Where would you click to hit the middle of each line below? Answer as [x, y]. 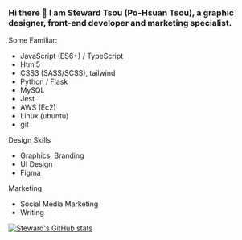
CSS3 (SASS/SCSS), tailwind [68, 73]
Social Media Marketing [59, 204]
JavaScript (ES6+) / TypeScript [72, 56]
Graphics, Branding [52, 155]
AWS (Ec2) [38, 107]
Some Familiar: [33, 40]
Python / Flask [44, 82]
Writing [32, 213]
